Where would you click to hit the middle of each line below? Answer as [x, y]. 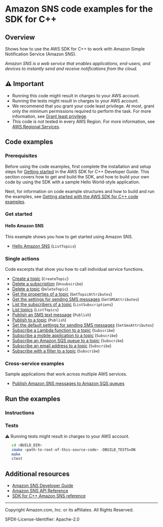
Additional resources [37, 474]
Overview [20, 37]
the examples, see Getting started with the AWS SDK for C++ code [72, 196]
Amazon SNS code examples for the [79, 9]
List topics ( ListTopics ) [35, 309]
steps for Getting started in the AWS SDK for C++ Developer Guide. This [77, 172]
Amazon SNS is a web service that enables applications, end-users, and [78, 63]
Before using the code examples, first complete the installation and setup [78, 166]
